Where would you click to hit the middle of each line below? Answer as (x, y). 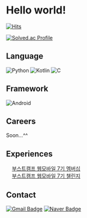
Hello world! (36, 10)
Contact (21, 195)
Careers (21, 121)
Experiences (29, 154)
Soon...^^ (17, 135)
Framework (27, 89)
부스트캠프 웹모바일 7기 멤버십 (46, 169)
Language (25, 56)
